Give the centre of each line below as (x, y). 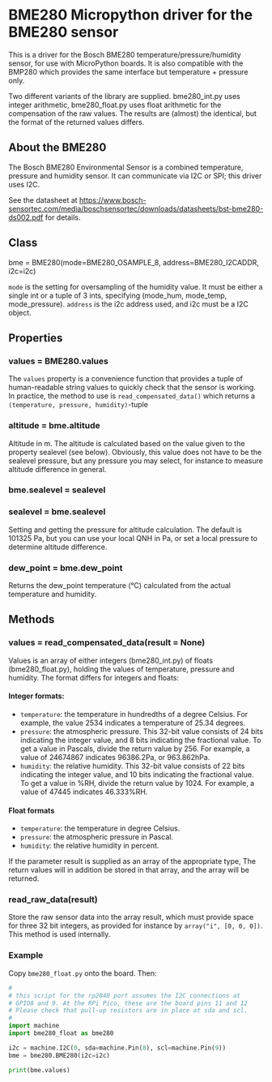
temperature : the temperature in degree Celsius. (100, 828)
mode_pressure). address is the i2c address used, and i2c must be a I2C (129, 304)
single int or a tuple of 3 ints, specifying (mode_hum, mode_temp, (118, 295)
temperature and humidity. (53, 595)
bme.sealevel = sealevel (57, 490)
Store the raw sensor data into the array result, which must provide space (131, 917)
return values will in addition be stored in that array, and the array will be (129, 870)
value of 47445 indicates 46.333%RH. (84, 792)
